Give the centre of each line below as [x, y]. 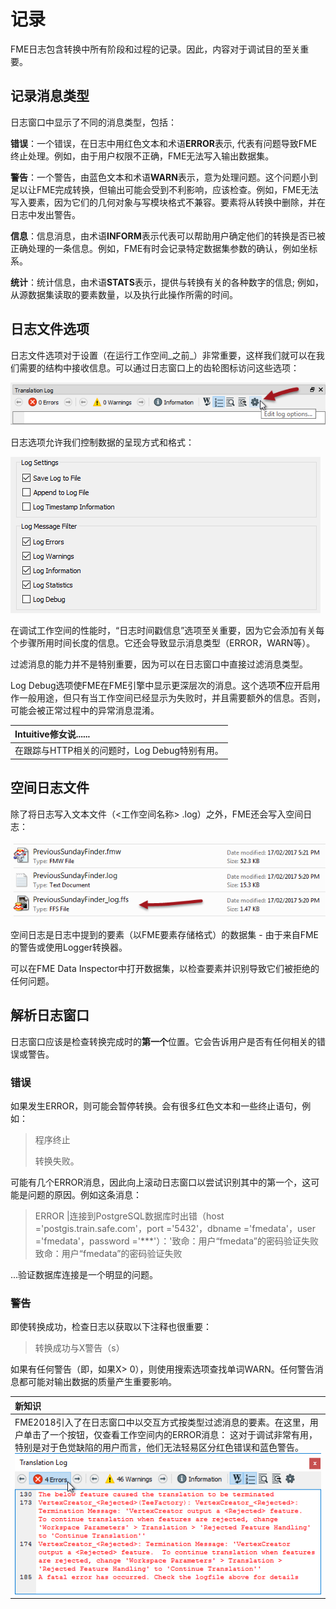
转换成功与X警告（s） [79, 1348]
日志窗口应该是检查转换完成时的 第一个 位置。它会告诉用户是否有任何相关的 [163, 1041]
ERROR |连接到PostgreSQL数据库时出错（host [129, 1216]
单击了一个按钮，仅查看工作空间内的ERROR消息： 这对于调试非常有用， [170, 1435]
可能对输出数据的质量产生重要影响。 [102, 1382]
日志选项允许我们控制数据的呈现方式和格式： [102, 442]
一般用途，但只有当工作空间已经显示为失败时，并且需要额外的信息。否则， [172, 697]
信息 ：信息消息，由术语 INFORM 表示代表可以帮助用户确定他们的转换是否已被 [168, 236]
